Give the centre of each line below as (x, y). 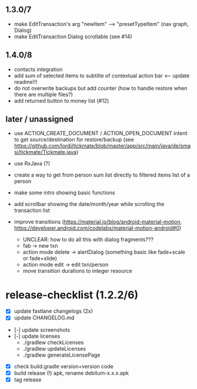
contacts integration (38, 69)
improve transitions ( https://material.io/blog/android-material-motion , (98, 222)
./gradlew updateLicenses (54, 348)
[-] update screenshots (42, 329)
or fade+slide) (40, 259)
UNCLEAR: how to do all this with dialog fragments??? (88, 240)
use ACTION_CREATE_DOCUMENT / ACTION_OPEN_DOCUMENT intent (101, 133)
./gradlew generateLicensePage (61, 355)
